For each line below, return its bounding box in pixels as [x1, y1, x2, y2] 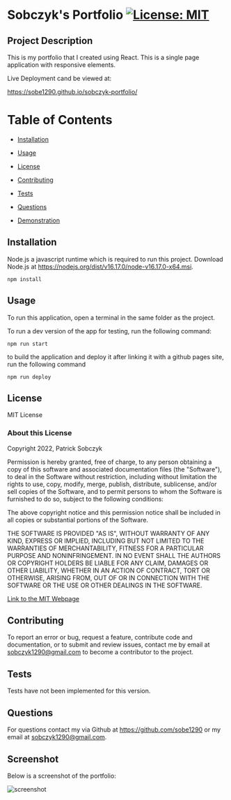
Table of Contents [7, 112, 113, 128]
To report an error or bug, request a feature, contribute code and [7, 633, 193, 642]
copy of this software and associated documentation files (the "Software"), [7, 465, 223, 474]
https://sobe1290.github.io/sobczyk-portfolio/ [7, 88, 138, 96]
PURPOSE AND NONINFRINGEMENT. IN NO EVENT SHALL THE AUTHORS [7, 551, 221, 559]
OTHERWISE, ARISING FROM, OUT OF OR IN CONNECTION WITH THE [7, 573, 210, 582]
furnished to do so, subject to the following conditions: [7, 495, 164, 503]
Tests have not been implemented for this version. [7, 687, 151, 695]
